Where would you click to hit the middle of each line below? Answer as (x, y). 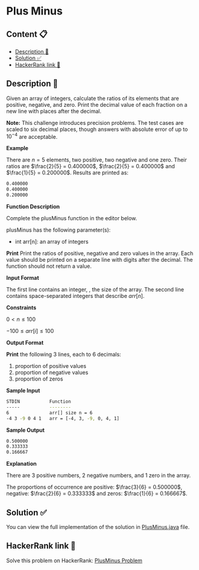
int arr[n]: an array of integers (52, 242)
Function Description (33, 207)
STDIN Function (38, 402)
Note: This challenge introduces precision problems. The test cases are (95, 122)
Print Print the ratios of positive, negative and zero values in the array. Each (100, 253)
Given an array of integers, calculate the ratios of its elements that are (93, 98)
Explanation (22, 464)
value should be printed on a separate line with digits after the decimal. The (100, 260)
